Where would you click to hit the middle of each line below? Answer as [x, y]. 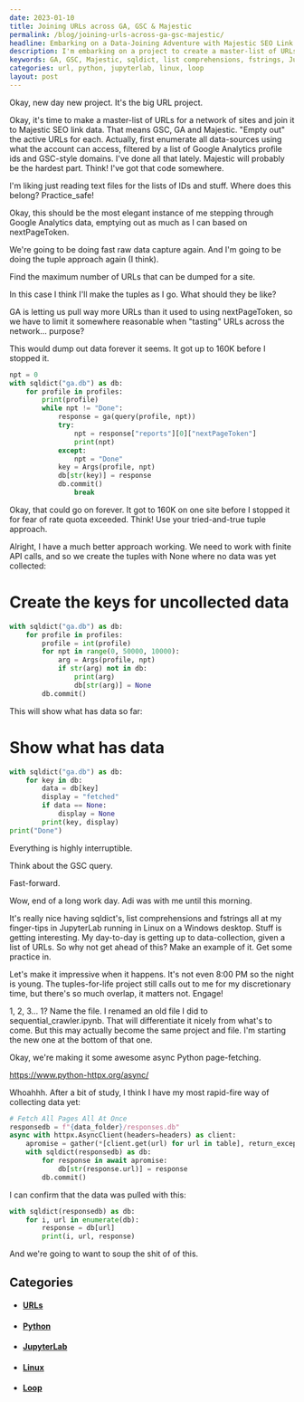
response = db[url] [79, 1228]
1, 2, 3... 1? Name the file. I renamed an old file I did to [109, 1011]
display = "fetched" [81, 797]
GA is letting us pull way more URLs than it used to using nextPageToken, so [151, 311]
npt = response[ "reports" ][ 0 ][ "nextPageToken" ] [165, 434]
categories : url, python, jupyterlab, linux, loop [107, 69]
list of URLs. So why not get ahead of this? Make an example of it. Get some [151, 947]
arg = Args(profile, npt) [106, 660]
